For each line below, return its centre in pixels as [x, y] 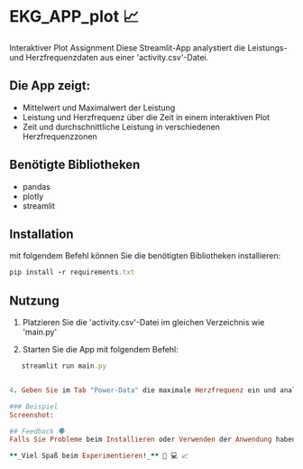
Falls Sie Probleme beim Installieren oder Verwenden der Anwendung [141, 440]
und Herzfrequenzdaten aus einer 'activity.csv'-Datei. [109, 57]
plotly [33, 196]
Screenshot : [32, 415]
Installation [41, 234]
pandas [37, 186]
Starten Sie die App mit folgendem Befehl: [100, 350]
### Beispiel [34, 407]
